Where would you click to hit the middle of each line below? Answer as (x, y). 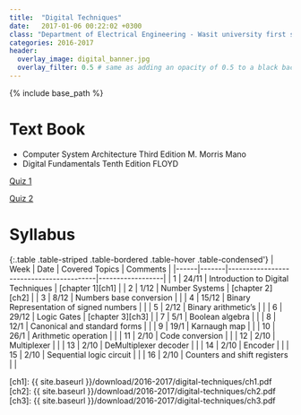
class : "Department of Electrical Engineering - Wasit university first (148, 34)
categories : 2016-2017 (52, 43)
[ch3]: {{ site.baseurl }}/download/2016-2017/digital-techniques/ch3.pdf (142, 401)
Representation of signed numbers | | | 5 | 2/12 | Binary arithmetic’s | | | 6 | (146, 307)
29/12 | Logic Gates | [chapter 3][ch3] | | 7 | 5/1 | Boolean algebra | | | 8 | (142, 316)
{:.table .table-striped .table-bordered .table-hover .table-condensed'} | (142, 259)
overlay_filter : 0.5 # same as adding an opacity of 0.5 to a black (148, 68)
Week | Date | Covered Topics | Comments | (90, 269)
